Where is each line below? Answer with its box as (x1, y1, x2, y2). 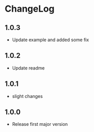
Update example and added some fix (12, 37, 89, 43)
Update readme (12, 64, 45, 71)
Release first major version (12, 121, 68, 127)
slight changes (12, 93, 43, 99)
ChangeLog (5, 3, 55, 15)
